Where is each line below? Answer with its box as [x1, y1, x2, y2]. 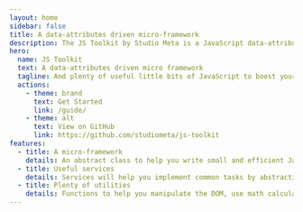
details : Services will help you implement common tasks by [25, 172, 256, 181]
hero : [9, 47, 30, 56]
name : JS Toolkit [17, 55, 83, 64]
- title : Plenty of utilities [17, 181, 131, 190]
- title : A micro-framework [17, 147, 124, 156]
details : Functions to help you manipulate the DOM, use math [25, 189, 264, 198]
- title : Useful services [17, 164, 115, 173]
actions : [17, 80, 50, 89]
